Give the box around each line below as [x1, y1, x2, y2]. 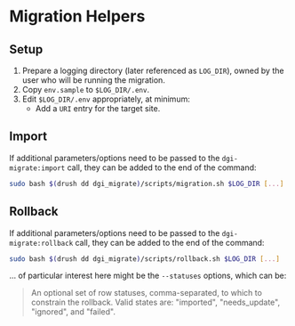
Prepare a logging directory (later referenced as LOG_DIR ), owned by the [21, 65, 284, 76]
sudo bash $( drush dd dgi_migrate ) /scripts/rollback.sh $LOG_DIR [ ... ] [9, 254, 280, 264]
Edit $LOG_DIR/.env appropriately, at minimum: [21, 94, 191, 104]
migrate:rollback [9, 239, 74, 248]
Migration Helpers [9, 6, 146, 27]
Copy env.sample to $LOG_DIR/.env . [21, 85, 149, 94]
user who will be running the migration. [21, 75, 166, 86]
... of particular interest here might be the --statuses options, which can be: [9, 270, 287, 281]
